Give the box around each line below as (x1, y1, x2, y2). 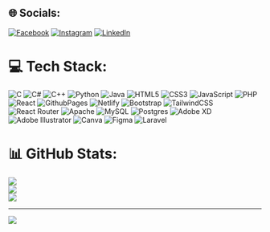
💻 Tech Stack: (8, 58, 108, 75)
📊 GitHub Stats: (8, 144, 118, 163)
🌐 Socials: (8, 6, 61, 20)
